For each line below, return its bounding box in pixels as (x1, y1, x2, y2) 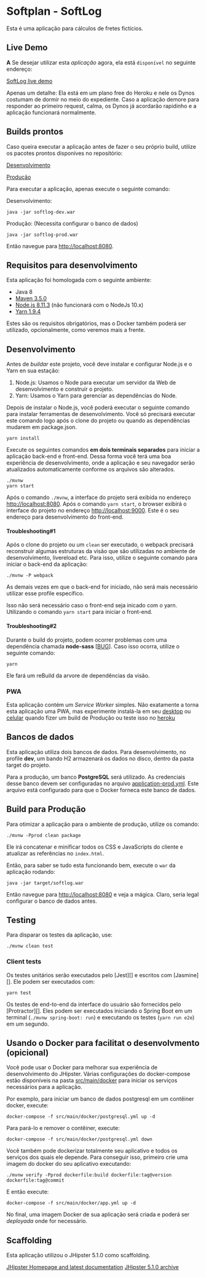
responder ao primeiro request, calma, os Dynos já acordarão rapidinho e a (6, 102, 197, 109)
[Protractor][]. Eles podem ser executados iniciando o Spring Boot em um (6, 1007, 192, 1015)
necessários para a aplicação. (6, 1083, 82, 1091)
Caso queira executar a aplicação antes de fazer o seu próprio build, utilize (6, 143, 197, 150)
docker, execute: (6, 1102, 49, 1109)
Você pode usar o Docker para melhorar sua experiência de (6, 1064, 158, 1071)
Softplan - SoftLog (6, 4, 102, 18)
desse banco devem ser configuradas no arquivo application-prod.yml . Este (6, 779, 199, 787)
